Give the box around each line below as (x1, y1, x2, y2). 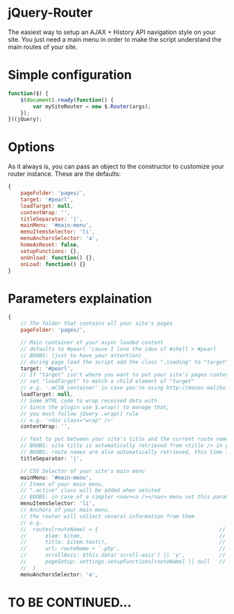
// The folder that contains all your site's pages (20, 320, 173, 328)
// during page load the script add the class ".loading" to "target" (20, 358, 229, 366)
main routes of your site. (8, 42, 78, 51)
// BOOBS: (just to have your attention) (20, 352, 142, 359)
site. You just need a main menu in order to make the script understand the (8, 35, 222, 43)
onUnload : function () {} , (20, 254, 96, 261)
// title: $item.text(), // (20, 539, 226, 546)
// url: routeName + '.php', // (20, 545, 226, 552)
